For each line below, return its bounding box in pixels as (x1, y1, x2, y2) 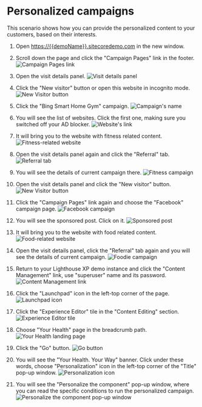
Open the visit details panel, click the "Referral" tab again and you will (15, 247, 190, 254)
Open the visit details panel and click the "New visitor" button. (15, 180, 172, 187)
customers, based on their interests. (7, 30, 98, 38)
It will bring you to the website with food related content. (15, 229, 157, 236)
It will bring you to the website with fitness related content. (15, 132, 163, 140)
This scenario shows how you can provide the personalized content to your (7, 24, 195, 32)
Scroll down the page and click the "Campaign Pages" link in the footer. (15, 54, 195, 61)
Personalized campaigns (7, 4, 135, 18)
